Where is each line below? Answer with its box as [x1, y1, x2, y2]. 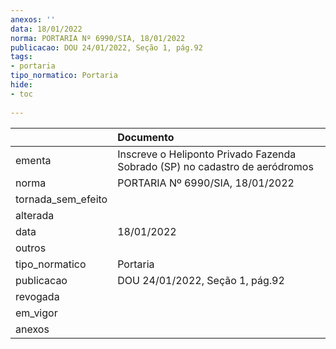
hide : [10, 80, 33, 90]
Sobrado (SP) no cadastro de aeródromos [117, 159, 314, 173]
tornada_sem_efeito [15, 192, 108, 206]
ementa [15, 153, 52, 167]
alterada [15, 208, 55, 222]
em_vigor [15, 306, 58, 320]
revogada [15, 289, 60, 303]
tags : [10, 52, 33, 62]
